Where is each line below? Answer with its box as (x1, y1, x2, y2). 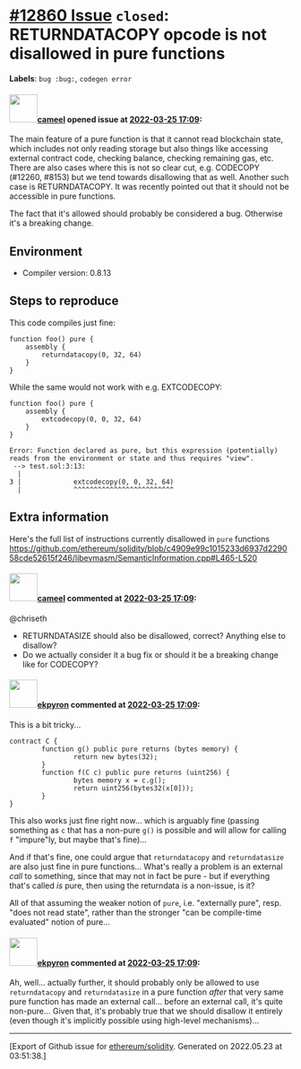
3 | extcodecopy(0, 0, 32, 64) (9, 477, 175, 487)
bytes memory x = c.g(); (73, 776, 167, 785)
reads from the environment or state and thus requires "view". (9, 453, 254, 462)
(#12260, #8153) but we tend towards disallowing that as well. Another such (9, 172, 289, 183)
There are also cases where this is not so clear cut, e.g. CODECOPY (9, 162, 260, 173)
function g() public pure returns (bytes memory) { (41, 745, 239, 754)
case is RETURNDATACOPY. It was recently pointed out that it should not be (9, 181, 289, 193)
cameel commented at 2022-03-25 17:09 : (37, 593, 197, 604)
